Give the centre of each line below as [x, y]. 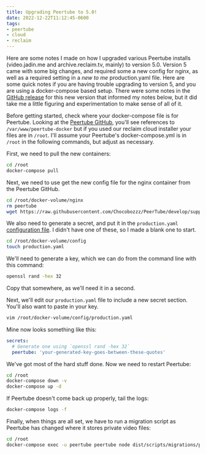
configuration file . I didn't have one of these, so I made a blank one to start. [101, 230]
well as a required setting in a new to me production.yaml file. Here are [96, 78]
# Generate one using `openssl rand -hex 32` [71, 346]
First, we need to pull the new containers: [59, 154]
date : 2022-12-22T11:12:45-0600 [48, 18]
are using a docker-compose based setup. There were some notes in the [98, 91]
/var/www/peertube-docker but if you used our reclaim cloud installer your [99, 129]
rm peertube [21, 206]
